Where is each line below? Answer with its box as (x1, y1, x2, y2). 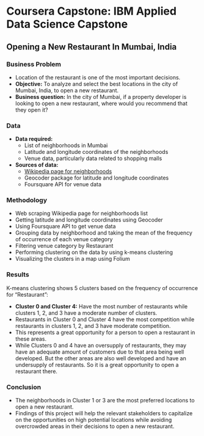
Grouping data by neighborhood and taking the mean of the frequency (15, 229, 192, 236)
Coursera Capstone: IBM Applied (6, 4, 177, 18)
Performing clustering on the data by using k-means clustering (15, 249, 173, 256)
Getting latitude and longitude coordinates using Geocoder (15, 216, 163, 223)
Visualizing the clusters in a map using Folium (15, 255, 130, 263)
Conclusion (6, 383, 42, 391)
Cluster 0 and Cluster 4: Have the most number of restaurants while (15, 302, 188, 310)
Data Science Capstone (6, 17, 128, 31)
